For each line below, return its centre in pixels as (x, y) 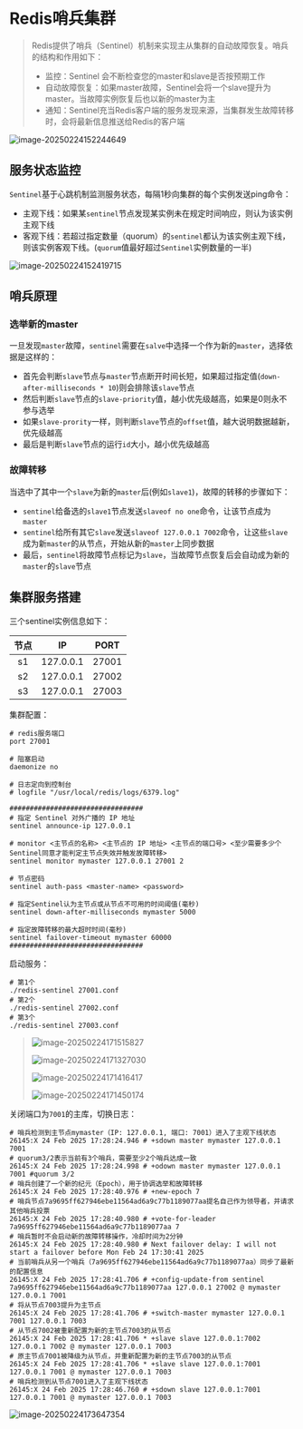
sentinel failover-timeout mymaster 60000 (90, 937)
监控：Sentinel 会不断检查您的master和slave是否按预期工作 (155, 76)
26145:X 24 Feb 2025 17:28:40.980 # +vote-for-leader (113, 1219)
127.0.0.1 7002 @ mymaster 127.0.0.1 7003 (90, 1346)
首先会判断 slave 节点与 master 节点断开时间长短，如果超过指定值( (141, 377)
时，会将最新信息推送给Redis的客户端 (115, 121)
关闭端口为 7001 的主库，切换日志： (73, 1113)
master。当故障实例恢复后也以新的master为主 (130, 98)
